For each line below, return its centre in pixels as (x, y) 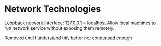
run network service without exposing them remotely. (60, 28)
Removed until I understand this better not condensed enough (68, 38)
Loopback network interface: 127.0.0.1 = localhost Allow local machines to (80, 23)
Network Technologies (53, 9)
